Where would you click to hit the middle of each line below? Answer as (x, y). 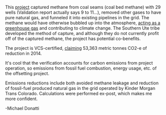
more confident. (22, 99)
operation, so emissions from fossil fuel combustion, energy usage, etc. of (81, 68)
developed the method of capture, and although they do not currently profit (82, 33)
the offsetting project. (27, 73)
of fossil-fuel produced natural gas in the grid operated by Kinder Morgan (80, 88)
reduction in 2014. (24, 53)
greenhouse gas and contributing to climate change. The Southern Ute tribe (83, 28)
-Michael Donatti (22, 108)
